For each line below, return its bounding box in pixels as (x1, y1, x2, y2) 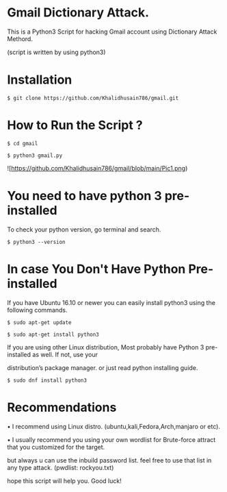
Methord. (7, 34, 33, 42)
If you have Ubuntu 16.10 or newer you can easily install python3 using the (7, 298, 215, 306)
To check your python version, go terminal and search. (7, 225, 161, 234)
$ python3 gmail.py (7, 152, 63, 159)
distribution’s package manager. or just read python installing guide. (7, 363, 198, 371)
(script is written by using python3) (7, 48, 106, 56)
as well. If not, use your (32, 350, 98, 358)
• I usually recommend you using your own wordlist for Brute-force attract (7, 435, 216, 443)
